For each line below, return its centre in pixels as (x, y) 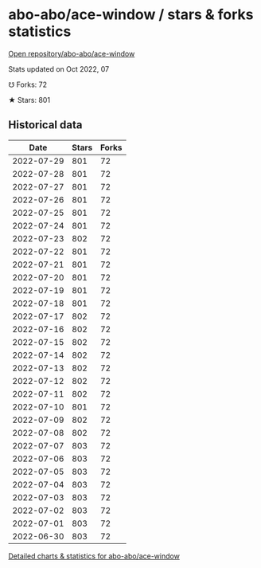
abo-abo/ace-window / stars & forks (131, 15)
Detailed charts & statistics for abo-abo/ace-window (94, 556)
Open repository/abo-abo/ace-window (72, 53)
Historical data (45, 125)
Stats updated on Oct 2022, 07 (59, 69)
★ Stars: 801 (29, 100)
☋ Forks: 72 (28, 84)
